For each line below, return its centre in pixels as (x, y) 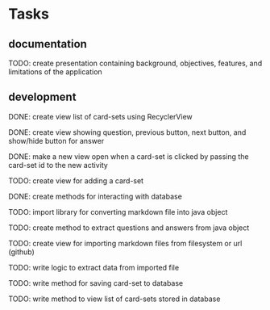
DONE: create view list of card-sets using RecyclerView (100, 116)
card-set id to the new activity (58, 165)
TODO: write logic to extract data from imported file (94, 267)
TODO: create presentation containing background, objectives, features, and (135, 63)
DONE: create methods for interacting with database (96, 196)
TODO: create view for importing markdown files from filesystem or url (125, 243)
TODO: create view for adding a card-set (76, 180)
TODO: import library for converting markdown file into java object (118, 212)
